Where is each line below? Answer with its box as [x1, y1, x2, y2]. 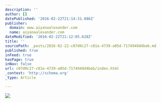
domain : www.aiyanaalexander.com [9, 25, 78, 30]
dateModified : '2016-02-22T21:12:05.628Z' [5, 35, 93, 40]
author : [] [5, 12, 27, 17]
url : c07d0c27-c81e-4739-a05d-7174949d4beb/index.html [5, 66, 119, 71]
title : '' [5, 39, 25, 44]
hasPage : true [5, 57, 34, 62]
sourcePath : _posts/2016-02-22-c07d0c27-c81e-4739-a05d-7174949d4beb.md [5, 43, 157, 48]
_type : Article [5, 75, 36, 80]
